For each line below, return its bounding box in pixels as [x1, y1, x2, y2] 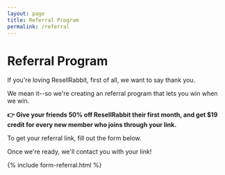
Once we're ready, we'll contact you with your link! [7, 147, 152, 156]
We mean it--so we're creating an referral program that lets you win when [7, 90, 218, 98]
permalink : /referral [7, 23, 70, 30]
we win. [7, 97, 30, 105]
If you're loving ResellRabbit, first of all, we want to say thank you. [7, 76, 196, 84]
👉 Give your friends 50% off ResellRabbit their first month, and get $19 [7, 110, 218, 119]
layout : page [7, 10, 45, 17]
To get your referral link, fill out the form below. [7, 134, 142, 142]
